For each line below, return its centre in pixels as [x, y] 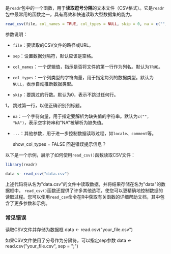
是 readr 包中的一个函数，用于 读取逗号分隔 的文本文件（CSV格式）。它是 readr [85, 8]
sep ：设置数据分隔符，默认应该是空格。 [54, 56]
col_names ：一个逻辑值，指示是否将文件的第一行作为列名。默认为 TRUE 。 [88, 67]
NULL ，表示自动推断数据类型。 [44, 84]
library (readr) [21, 165]
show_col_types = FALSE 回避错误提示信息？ [60, 144]
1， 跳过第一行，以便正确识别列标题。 [45, 105]
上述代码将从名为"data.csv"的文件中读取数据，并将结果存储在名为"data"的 [83, 184]
